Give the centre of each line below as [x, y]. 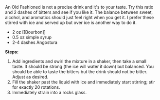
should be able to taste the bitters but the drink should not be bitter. [80, 72]
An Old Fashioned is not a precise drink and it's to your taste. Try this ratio [79, 7]
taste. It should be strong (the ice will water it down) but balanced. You [83, 66]
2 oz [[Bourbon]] [29, 32]
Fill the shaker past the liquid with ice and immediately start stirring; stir [84, 82]
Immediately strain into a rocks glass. [49, 92]
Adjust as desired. [30, 77]
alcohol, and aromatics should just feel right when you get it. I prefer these [80, 17]
